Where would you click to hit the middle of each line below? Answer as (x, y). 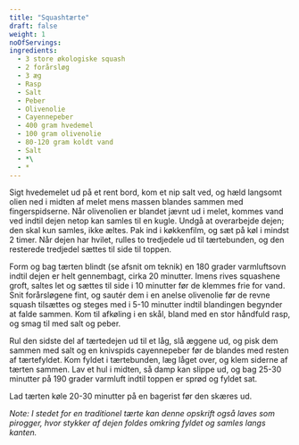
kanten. (23, 432)
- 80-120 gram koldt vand (66, 142)
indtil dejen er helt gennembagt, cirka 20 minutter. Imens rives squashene (145, 276)
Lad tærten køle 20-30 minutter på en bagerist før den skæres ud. (131, 396)
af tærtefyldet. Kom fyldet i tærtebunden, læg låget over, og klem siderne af (149, 360)
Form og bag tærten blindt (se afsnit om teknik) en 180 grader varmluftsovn (148, 267)
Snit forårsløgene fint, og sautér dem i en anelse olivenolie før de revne (140, 295)
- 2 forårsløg (43, 68)
